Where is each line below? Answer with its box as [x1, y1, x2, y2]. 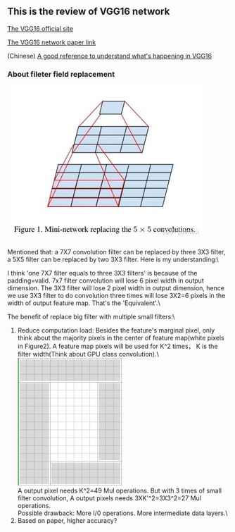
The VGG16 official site [7, 24, 74, 32]
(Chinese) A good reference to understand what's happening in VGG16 [7, 51, 212, 60]
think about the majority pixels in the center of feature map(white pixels [17, 334, 225, 342]
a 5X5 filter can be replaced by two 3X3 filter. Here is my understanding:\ [7, 255, 220, 264]
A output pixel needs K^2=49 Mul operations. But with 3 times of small [17, 486, 222, 495]
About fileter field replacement [7, 69, 115, 79]
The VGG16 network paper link [7, 38, 96, 47]
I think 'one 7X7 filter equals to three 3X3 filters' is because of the [7, 269, 198, 278]
